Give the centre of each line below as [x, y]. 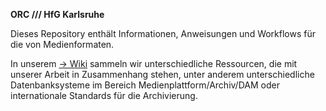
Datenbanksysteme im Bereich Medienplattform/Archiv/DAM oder [145, 85]
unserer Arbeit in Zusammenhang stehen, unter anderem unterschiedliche [162, 74]
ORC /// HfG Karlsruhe [57, 14]
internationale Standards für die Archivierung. [104, 95]
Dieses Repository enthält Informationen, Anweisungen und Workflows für [163, 33]
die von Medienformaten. [62, 44]
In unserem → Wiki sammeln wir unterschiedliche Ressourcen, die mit [154, 63]
